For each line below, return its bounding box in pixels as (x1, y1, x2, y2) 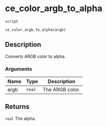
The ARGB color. (43, 86, 81, 93)
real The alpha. (5, 115, 36, 121)
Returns (5, 103, 30, 111)
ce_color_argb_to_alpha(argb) (5, 27, 66, 32)
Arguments (5, 65, 32, 72)
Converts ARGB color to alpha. (5, 53, 66, 59)
